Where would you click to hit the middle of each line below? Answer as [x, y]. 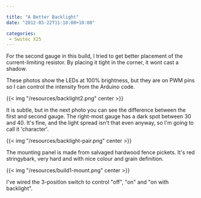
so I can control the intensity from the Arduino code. [71, 87]
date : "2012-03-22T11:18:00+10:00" [51, 22]
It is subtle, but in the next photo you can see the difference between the [96, 110]
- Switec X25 [25, 39]
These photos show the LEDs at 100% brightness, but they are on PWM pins [100, 80]
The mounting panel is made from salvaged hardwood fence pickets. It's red [100, 152]
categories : [21, 34]
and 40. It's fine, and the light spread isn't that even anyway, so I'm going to [100, 123]
